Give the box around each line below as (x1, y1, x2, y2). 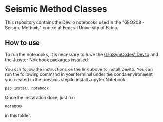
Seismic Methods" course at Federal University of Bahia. (5, 24, 118, 30)
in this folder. (5, 112, 31, 118)
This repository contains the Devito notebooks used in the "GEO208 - (5, 19, 145, 25)
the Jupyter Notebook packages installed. (5, 57, 89, 63)
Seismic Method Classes (5, 3, 107, 15)
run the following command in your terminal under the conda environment (5, 71, 153, 77)
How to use (5, 39, 40, 47)
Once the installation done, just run (5, 94, 75, 100)
